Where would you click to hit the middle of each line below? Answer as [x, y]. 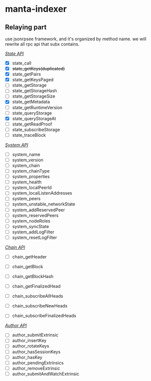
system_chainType [31, 171]
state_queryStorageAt [34, 118]
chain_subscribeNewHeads [40, 306]
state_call [22, 63]
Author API [16, 326]
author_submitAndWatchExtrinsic [46, 374]
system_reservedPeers [35, 215]
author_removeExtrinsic [36, 368]
